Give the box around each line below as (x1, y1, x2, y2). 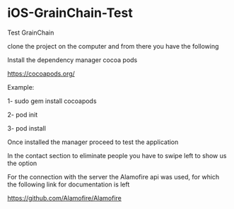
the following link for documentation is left (7, 180, 130, 189)
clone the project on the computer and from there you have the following (7, 42, 219, 50)
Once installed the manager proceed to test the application (7, 138, 179, 146)
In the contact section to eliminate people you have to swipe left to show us (7, 151, 227, 160)
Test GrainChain (7, 28, 54, 37)
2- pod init (7, 110, 38, 119)
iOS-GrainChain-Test (7, 5, 133, 21)
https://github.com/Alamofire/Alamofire (7, 193, 122, 202)
